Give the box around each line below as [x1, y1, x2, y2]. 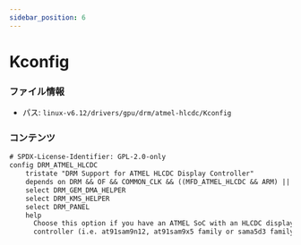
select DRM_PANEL [25, 202, 90, 211]
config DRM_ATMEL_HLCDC [9, 161, 99, 170]
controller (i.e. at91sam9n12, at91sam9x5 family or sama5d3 [32, 227, 267, 237]
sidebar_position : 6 [9, 13, 87, 22]
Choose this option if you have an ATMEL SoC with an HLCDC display [32, 219, 295, 228]
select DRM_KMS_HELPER [25, 194, 110, 203]
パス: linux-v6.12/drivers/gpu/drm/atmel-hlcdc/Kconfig [21, 107, 232, 118]
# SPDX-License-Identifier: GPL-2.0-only [9, 153, 167, 162]
